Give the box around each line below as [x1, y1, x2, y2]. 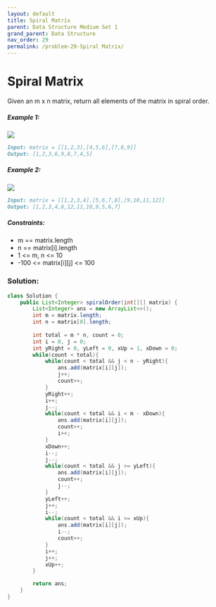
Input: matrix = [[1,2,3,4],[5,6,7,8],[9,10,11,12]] [7, 197, 165, 204]
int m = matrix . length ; [32, 312, 102, 319]
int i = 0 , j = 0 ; [32, 338, 87, 345]
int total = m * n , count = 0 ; [32, 331, 125, 338]
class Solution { [7, 292, 58, 300]
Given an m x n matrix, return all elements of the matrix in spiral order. [7, 97, 210, 105]
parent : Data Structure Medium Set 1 [7, 23, 118, 30]
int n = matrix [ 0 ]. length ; [32, 319, 112, 326]
